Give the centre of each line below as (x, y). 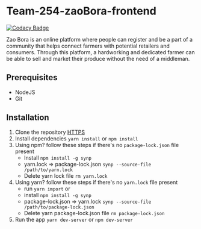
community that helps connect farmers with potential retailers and (88, 46)
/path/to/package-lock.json (59, 207)
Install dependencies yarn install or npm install (76, 138)
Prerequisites (32, 77)
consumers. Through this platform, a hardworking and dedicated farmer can (100, 52)
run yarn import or (47, 189)
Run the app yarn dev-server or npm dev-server (74, 219)
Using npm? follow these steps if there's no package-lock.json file (97, 145)
